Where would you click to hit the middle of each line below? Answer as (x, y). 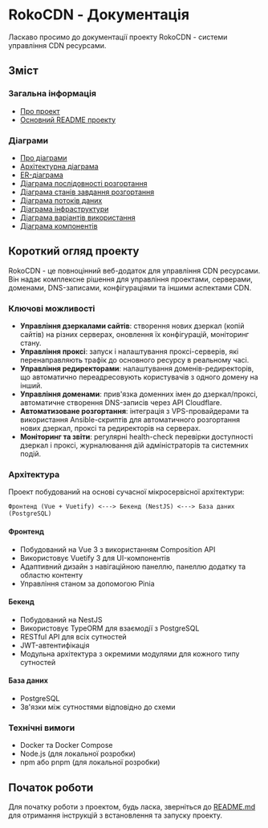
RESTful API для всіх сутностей (73, 636)
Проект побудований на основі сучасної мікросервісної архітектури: (126, 492)
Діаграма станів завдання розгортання (87, 192)
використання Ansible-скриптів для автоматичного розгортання (130, 420)
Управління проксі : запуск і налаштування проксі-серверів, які (129, 351)
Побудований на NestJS (61, 619)
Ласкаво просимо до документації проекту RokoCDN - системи (118, 37)
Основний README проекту (68, 120)
